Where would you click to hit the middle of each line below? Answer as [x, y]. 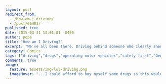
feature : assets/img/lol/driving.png [48, 70]
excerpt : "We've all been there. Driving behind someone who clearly [78, 46]
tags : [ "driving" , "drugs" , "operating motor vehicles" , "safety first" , [79, 56]
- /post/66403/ [25, 23]
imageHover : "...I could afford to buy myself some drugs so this [79, 74]
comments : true [21, 60]
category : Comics [23, 51]
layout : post [19, 10]
